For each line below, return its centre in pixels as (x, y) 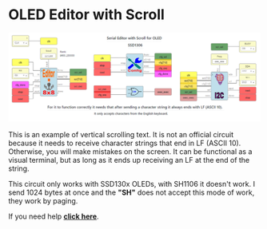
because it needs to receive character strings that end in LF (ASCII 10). (125, 143)
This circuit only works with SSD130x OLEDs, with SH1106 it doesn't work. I (132, 184)
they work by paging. (43, 200)
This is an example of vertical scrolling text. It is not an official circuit (121, 134)
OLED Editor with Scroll (87, 15)
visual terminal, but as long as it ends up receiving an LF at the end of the (129, 160)
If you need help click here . (54, 216)
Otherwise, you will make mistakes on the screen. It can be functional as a (130, 151)
